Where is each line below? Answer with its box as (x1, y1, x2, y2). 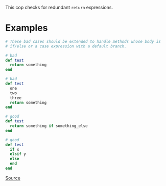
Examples (5, 22, 48, 34)
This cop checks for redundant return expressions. (5, 5, 113, 10)
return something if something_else (10, 123, 88, 129)
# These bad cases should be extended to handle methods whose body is (5, 39, 161, 44)
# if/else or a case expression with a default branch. (5, 43, 127, 49)
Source (5, 175, 20, 181)
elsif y (10, 151, 27, 157)
